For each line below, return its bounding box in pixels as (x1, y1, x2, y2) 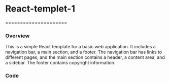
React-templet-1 (5, 3, 75, 15)
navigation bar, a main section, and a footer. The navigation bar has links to (5, 49, 162, 55)
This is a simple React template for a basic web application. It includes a (5, 44, 156, 50)
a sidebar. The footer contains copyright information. (5, 60, 116, 66)
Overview (5, 32, 30, 39)
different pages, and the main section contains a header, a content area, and (5, 54, 165, 60)
